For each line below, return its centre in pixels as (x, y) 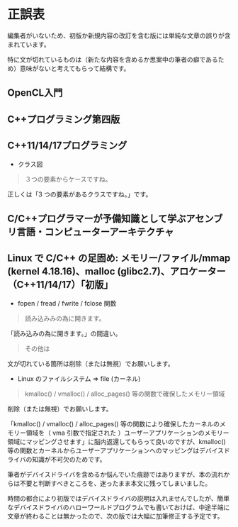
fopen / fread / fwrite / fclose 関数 (67, 303)
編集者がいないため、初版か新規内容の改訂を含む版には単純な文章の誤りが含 (119, 35)
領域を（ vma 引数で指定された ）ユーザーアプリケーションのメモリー (127, 433)
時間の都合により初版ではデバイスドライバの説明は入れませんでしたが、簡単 (119, 498)
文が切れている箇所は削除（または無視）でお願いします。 (91, 363)
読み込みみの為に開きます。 (65, 318)
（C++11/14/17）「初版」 (60, 285)
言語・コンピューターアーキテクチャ (95, 232)
